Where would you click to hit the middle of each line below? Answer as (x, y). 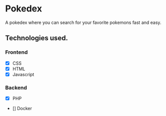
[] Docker (22, 109)
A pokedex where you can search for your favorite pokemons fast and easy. (83, 22)
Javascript (23, 74)
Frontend (16, 52)
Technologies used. (37, 38)
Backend (16, 88)
